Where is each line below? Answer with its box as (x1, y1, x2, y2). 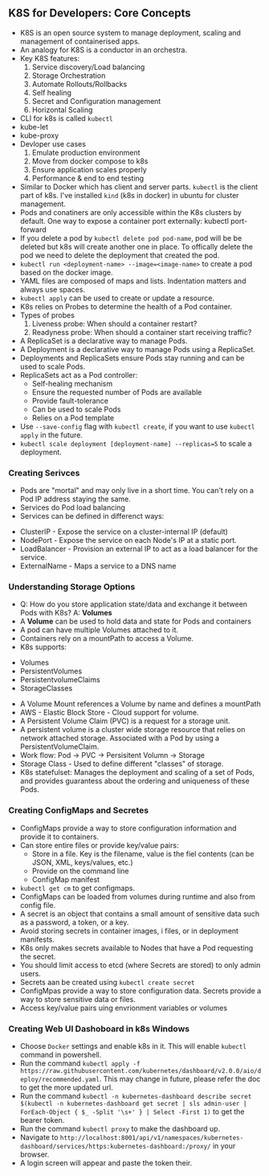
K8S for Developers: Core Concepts (8, 6, 191, 20)
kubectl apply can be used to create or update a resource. (19, 293, 215, 303)
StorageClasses (19, 684, 73, 694)
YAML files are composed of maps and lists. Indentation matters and (19, 275, 247, 285)
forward (19, 225, 47, 234)
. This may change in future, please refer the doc (99, 1075, 261, 1083)
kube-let (19, 122, 49, 131)
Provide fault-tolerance (31, 395, 109, 405)
